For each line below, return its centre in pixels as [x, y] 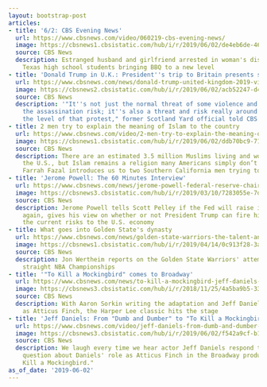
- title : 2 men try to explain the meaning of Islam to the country [124, 126]
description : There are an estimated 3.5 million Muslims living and [133, 156]
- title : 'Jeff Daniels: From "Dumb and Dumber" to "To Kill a [115, 319]
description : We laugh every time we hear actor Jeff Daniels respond [135, 348]
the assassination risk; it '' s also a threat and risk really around [140, 112]
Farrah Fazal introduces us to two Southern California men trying [136, 171]
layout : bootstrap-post [48, 15]
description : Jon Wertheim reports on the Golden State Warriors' [128, 259]
